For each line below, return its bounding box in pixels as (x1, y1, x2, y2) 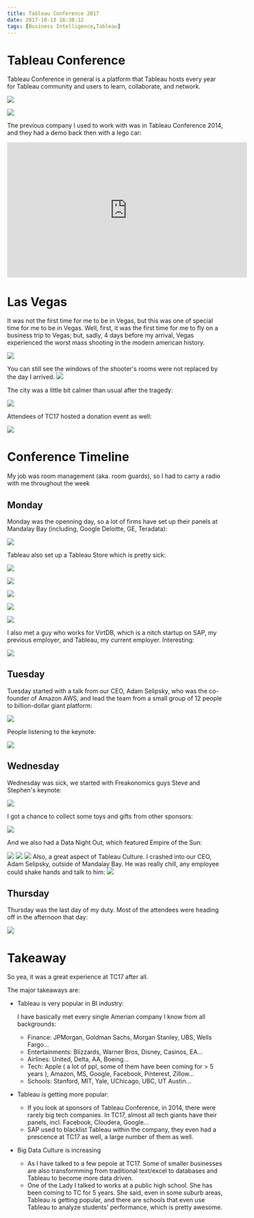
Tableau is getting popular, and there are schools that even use (27, 1196, 205, 1204)
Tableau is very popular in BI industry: (16, 1000, 125, 1008)
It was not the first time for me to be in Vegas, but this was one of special (7, 317, 214, 325)
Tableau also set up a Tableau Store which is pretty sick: (7, 551, 166, 559)
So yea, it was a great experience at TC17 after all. (7, 973, 149, 981)
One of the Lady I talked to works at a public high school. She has (27, 1182, 213, 1190)
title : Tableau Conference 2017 (7, 10, 99, 17)
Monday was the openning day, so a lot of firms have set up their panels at (7, 518, 218, 525)
